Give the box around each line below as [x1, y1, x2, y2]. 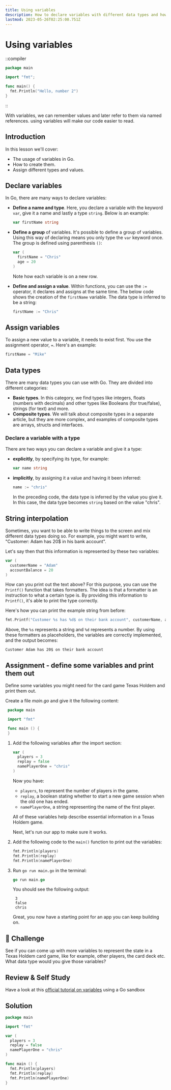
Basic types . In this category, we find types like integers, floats [12, 395, 146, 401]
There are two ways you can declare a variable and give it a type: [5, 446, 142, 452]
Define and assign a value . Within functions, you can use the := [12, 283, 148, 289]
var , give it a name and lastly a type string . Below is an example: [12, 210, 149, 216]
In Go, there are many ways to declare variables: [5, 195, 107, 201]
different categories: [5, 385, 48, 391]
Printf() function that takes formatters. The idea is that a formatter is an [5, 587, 158, 593]
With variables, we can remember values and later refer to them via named [5, 112, 162, 119]
